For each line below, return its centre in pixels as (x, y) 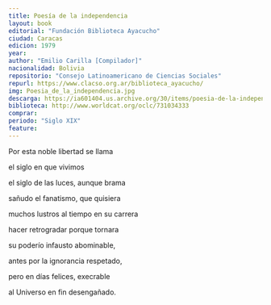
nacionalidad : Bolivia (46, 69)
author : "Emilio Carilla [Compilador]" (75, 61)
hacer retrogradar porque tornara (64, 229)
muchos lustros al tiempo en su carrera (73, 214)
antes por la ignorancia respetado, (65, 261)
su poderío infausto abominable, (62, 245)
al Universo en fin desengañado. (63, 292)
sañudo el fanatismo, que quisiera (65, 198)
